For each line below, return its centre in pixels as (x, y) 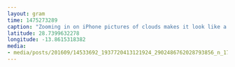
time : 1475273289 (33, 20)
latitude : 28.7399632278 (43, 33)
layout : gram (26, 14)
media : (17, 46)
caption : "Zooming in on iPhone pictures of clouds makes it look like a (117, 27)
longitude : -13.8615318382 (47, 40)
